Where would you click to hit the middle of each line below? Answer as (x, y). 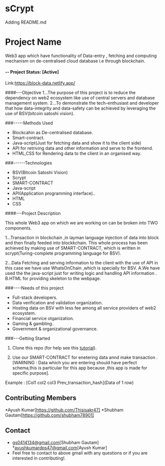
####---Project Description (33, 213)
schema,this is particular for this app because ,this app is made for (80, 368)
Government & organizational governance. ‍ (55, 329)
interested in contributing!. (39, 458)
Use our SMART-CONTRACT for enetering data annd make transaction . (85, 357)
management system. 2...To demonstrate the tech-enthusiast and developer (82, 103)
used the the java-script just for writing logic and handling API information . (81, 273)
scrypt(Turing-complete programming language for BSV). (63, 253)
